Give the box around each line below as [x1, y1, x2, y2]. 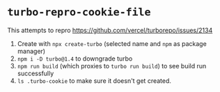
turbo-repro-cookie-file [7, 6, 151, 19]
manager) [17, 47, 46, 55]
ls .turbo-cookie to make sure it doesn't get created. [17, 76, 172, 85]
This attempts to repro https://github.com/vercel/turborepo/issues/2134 [7, 26, 213, 34]
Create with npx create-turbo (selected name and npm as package [17, 39, 207, 47]
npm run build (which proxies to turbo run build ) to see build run [17, 61, 207, 70]
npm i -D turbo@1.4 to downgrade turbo [17, 54, 133, 63]
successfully [17, 69, 54, 77]
